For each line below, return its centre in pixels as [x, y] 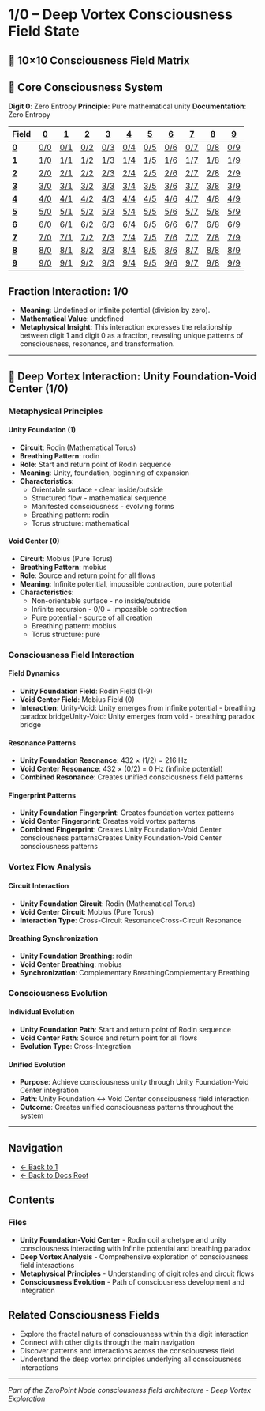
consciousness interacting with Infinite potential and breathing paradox [135, 1248]
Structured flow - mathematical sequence [99, 498]
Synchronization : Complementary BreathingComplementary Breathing [134, 972]
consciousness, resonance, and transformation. [97, 344]
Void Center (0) [34, 541]
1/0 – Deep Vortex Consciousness [121, 15]
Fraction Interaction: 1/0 [68, 291]
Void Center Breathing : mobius [71, 964]
